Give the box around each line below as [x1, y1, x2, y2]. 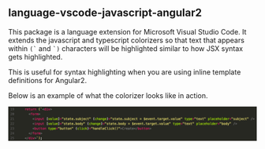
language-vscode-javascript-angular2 [8, 6, 203, 20]
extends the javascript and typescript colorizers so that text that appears [8, 35, 244, 45]
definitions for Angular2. [8, 75, 88, 85]
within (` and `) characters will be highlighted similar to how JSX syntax [8, 43, 243, 53]
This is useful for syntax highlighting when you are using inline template [8, 67, 241, 77]
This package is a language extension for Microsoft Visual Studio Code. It [8, 27, 247, 36]
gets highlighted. [8, 52, 63, 61]
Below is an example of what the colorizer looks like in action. [8, 90, 208, 100]
